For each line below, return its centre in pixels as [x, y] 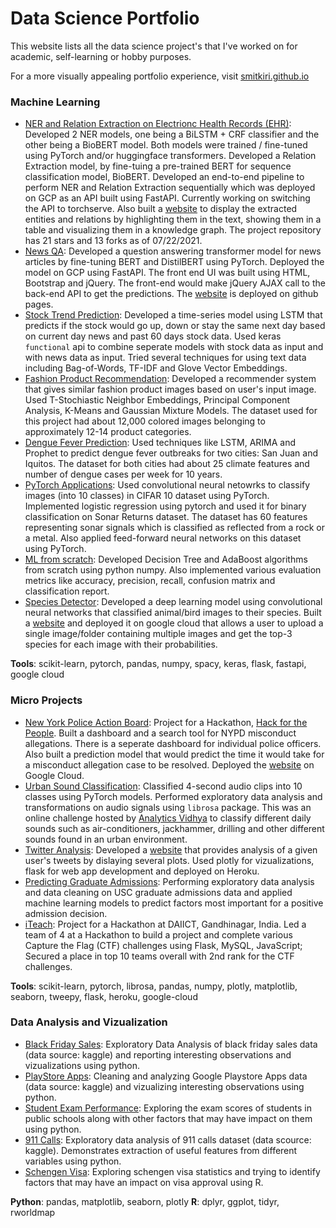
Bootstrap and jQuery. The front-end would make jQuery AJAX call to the [175, 283]
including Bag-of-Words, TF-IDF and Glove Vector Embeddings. [156, 368]
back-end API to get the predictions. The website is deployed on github [171, 294]
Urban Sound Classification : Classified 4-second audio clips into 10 [163, 786]
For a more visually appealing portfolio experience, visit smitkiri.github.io [160, 76]
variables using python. [73, 1161]
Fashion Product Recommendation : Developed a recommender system [170, 379]
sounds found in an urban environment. [106, 839]
